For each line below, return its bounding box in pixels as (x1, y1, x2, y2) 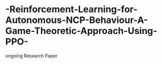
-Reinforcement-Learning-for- (5, 4, 138, 15)
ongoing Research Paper (5, 52, 58, 59)
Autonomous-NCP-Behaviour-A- (5, 14, 148, 26)
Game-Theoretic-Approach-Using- (5, 25, 157, 37)
